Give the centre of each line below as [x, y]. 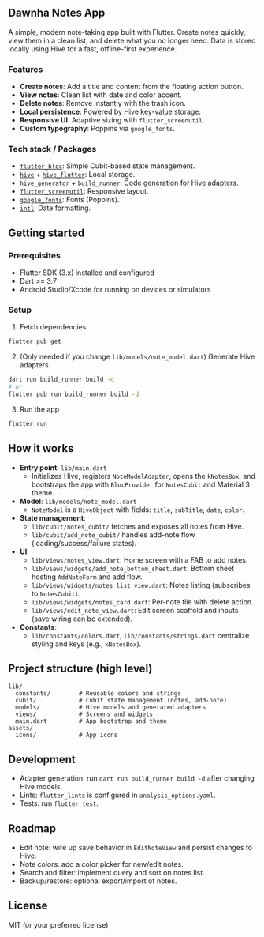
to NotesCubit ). [56, 593]
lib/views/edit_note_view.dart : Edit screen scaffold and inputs [135, 610]
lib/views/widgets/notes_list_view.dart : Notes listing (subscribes [141, 585]
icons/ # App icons [67, 735]
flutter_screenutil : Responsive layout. [84, 191]
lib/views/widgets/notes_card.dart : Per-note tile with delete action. [142, 602]
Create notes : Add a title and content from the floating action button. [132, 87]
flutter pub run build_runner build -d [74, 394]
